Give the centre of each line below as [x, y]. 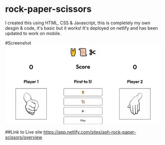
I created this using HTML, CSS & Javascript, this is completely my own [78, 23]
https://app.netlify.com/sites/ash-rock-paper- [90, 132]
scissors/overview [24, 138]
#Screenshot [18, 43]
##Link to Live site [24, 132]
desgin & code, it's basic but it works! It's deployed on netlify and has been [82, 28]
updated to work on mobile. [33, 33]
